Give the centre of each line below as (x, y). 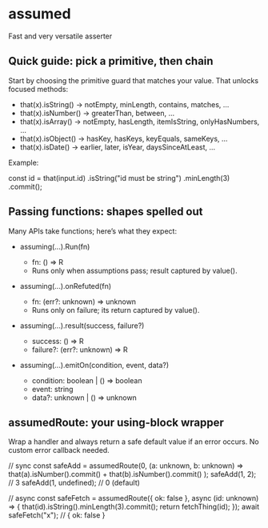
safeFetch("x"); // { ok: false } (57, 515)
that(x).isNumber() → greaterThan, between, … (97, 113)
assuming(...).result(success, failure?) (82, 326)
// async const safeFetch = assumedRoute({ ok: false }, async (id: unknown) (134, 498)
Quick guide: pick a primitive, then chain (111, 61)
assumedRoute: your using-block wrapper (116, 422)
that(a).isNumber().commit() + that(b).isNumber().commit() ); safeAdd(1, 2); (132, 474)
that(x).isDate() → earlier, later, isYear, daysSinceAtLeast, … (118, 147)
